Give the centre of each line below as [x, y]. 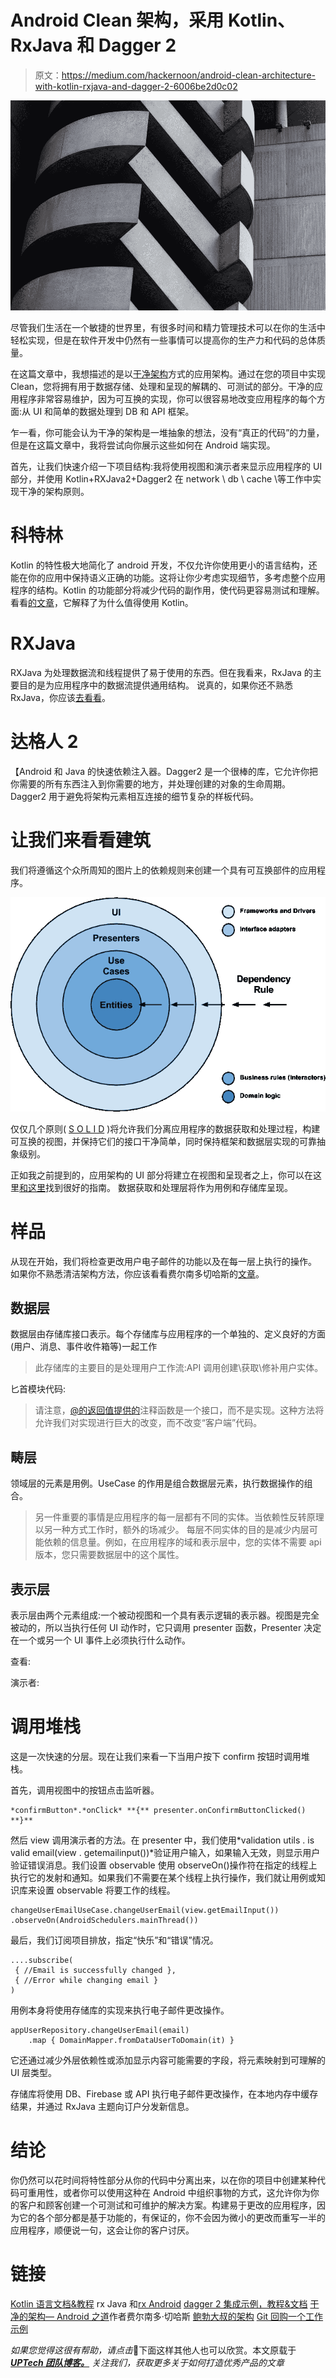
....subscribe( [42, 1960]
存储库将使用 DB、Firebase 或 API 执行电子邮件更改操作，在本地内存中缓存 [164, 2093]
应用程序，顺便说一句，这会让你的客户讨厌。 [102, 2230]
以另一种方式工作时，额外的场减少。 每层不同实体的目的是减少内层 [172, 1530]
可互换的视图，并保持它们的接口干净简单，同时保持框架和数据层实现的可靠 [163, 1141]
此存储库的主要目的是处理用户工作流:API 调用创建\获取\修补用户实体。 [179, 1368]
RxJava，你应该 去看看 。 [60, 697]
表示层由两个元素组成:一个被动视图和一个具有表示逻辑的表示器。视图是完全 [165, 1615]
